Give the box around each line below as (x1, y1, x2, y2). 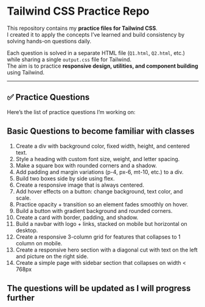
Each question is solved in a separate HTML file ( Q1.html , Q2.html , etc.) (7, 49, 185, 56)
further (7, 292, 35, 303)
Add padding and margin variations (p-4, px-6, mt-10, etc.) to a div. (15, 168, 184, 175)
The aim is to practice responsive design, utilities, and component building (7, 62, 198, 70)
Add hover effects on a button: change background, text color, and (15, 187, 183, 195)
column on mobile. (15, 239, 63, 247)
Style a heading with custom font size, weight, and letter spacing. (15, 155, 180, 162)
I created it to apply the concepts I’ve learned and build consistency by (7, 31, 185, 38)
